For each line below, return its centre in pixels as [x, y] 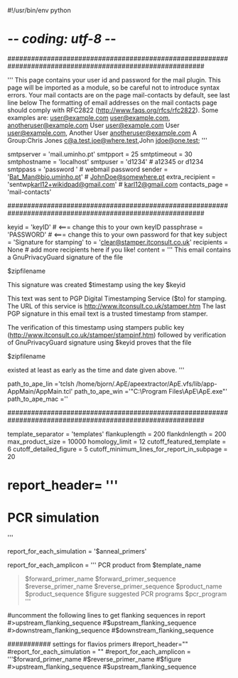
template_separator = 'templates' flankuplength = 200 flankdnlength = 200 [117, 434]
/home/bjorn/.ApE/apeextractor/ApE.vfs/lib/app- [147, 384]
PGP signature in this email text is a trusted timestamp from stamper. [108, 313]
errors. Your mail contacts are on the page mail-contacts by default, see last [119, 95]
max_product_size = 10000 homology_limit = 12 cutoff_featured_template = [117, 441]
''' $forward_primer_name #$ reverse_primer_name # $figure [94, 660]
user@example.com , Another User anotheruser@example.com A [102, 133]
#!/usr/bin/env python [39, 10]
